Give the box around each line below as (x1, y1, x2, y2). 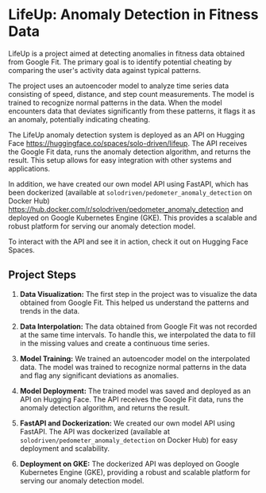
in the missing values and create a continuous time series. (19, 338, 210, 348)
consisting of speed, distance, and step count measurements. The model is (8, 89, 255, 98)
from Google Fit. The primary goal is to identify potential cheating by (8, 57, 233, 67)
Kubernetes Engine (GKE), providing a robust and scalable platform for (19, 467, 251, 477)
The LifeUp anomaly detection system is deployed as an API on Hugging (8, 129, 245, 140)
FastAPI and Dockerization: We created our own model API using (19, 418, 236, 428)
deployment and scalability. (19, 443, 110, 453)
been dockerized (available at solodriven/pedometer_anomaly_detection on (8, 187, 253, 197)
